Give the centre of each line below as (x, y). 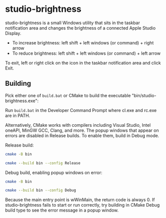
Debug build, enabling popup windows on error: (54, 172)
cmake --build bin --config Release (43, 163)
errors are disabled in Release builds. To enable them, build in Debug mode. (82, 135)
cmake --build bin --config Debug (41, 190)
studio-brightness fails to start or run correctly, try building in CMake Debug (83, 205)
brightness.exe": (22, 101)
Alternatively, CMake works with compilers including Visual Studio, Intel (78, 125)
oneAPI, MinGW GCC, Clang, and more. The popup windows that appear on (82, 130)
